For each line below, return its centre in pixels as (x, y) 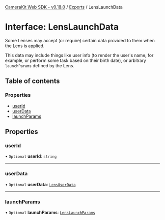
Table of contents (32, 81)
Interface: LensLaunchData (62, 27)
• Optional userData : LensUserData (41, 184)
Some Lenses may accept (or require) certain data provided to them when (80, 40)
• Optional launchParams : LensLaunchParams (50, 212)
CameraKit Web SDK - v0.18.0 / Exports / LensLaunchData (64, 7)
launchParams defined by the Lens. (40, 65)
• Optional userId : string (31, 156)
